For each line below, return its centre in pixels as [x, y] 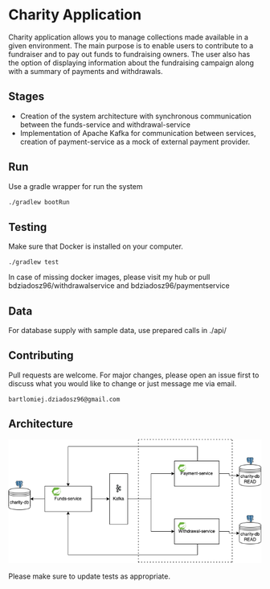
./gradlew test [34, 262]
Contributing [41, 356]
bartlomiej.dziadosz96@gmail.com [64, 399]
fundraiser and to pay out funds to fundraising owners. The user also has [129, 54]
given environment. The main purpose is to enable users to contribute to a [131, 45]
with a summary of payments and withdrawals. [86, 71]
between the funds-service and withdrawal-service [105, 124]
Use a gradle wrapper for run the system [76, 186]
